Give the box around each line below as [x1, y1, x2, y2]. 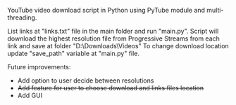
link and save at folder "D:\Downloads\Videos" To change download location [7, 42, 229, 50]
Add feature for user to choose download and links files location [17, 84, 204, 92]
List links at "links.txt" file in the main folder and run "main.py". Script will [7, 27, 219, 35]
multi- [206, 6, 224, 14]
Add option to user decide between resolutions [17, 76, 154, 85]
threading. [7, 13, 37, 22]
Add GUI [17, 91, 43, 99]
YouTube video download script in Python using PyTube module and [7, 6, 206, 14]
